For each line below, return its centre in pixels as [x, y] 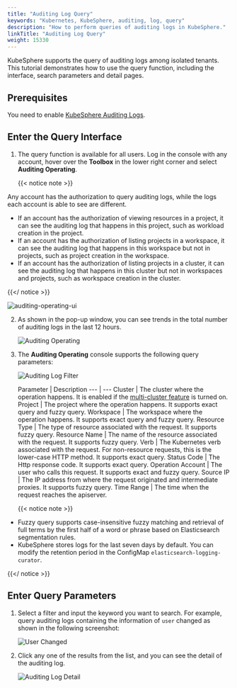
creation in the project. [51, 233]
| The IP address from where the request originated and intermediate [117, 480]
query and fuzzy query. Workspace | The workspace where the [110, 412]
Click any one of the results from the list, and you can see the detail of [120, 655]
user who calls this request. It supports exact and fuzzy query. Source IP [123, 472]
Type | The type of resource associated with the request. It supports [117, 427]
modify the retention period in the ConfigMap [83, 552]
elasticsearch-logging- [186, 553]
